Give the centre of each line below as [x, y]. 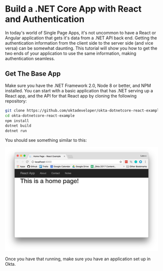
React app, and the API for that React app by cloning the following [71, 96]
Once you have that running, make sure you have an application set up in [78, 259]
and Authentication [45, 19]
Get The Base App [33, 74]
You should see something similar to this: [46, 140]
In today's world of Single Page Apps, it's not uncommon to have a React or [81, 33]
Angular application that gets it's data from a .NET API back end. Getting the [81, 38]
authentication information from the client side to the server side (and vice [79, 43]
